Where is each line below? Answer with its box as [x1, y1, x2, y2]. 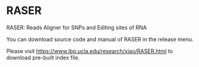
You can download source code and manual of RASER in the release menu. [6, 35, 194, 43]
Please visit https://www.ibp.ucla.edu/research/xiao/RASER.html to [6, 47, 174, 55]
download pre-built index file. [6, 54, 80, 61]
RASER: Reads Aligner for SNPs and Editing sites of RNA [6, 24, 147, 31]
